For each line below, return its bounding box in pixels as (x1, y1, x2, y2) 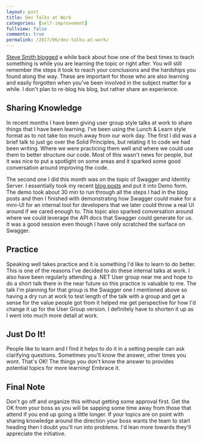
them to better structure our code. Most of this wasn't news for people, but (6, 151, 193, 158)
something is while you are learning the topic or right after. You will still (6, 60, 182, 67)
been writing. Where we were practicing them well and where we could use (6, 144, 194, 151)
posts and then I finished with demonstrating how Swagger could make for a (6, 194, 196, 202)
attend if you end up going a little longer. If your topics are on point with (6, 411, 184, 418)
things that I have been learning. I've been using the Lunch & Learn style (6, 125, 186, 133)
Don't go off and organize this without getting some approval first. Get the (6, 398, 190, 405)
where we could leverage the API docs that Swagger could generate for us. (6, 214, 193, 221)
